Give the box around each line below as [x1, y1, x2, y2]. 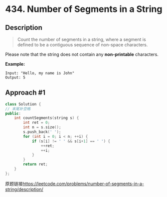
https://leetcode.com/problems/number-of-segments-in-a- [22, 181, 145, 187]
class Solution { [5, 101, 41, 106]
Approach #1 [5, 89, 46, 97]
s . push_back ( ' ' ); [23, 129, 61, 135]
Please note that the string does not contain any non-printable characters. [5, 51, 159, 57]
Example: [5, 61, 25, 67]
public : [5, 111, 21, 116]
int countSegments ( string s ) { [14, 115, 79, 120]
